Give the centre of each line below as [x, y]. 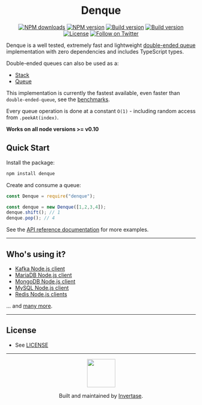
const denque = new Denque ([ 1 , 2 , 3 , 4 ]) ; [56, 207]
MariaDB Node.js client [43, 275]
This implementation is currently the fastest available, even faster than [93, 93]
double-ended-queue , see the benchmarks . [58, 99]
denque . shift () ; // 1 [33, 212]
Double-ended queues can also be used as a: [63, 63]
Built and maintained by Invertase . [101, 395]
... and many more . [29, 306]
